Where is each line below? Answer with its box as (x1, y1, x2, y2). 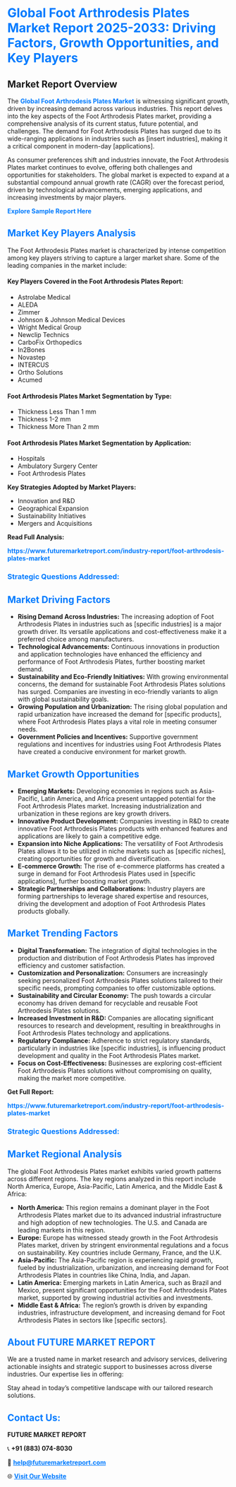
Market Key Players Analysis (7, 228, 136, 240)
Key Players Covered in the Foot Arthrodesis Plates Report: (7, 277, 184, 286)
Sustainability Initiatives (17, 512, 87, 520)
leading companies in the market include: (7, 261, 128, 269)
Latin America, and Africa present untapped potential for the (41, 794, 216, 803)
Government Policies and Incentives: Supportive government (17, 733, 199, 741)
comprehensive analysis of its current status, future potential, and (7, 119, 199, 128)
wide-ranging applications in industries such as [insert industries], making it (7, 134, 228, 143)
